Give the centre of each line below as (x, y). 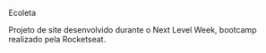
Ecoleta (22, 13)
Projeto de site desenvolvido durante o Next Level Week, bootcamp (133, 30)
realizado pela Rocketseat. (57, 39)
